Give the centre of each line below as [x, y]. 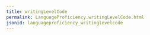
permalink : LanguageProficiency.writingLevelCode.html [75, 17]
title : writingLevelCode [37, 12]
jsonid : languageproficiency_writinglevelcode [65, 23]
